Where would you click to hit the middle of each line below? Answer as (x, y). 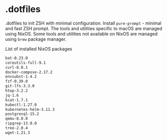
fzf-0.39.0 (17, 81)
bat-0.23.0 (17, 58)
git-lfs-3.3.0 (20, 86)
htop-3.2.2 (17, 91)
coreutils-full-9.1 (26, 63)
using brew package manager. (36, 39)
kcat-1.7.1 (17, 100)
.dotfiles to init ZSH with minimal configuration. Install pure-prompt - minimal (83, 23)
